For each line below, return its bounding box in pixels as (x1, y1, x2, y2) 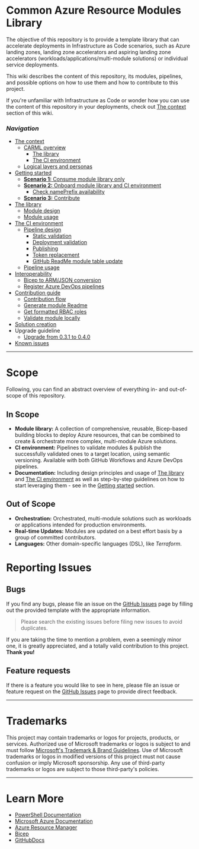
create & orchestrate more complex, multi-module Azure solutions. (14, 437, 178, 444)
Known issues (14, 340, 49, 347)
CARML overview (23, 144, 66, 152)
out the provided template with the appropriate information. (6, 607, 151, 614)
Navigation (6, 124, 40, 132)
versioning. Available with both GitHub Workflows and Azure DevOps (14, 456, 183, 463)
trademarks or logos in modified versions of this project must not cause (6, 753, 181, 760)
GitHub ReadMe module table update (32, 258, 123, 265)
